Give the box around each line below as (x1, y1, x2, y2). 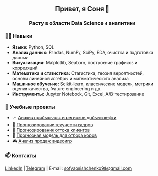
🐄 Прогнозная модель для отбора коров (12, 132, 97, 138)
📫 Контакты (5, 152, 37, 159)
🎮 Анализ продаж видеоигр (12, 138, 72, 144)
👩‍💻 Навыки (5, 33, 33, 40)
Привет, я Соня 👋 (55, 5, 110, 13)
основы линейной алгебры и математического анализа (12, 75, 129, 81)
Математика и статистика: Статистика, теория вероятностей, (12, 70, 144, 76)
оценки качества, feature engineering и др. (12, 86, 102, 91)
